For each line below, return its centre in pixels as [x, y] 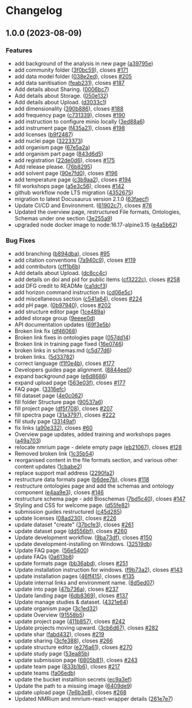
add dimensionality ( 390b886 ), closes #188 [69, 108]
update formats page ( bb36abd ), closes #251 [71, 563]
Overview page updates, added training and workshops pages [93, 434]
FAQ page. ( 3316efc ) [40, 389]
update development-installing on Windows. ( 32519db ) [83, 544]
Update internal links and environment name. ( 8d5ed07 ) [84, 583]
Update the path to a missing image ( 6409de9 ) [73, 686]
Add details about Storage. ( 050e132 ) [61, 95]
